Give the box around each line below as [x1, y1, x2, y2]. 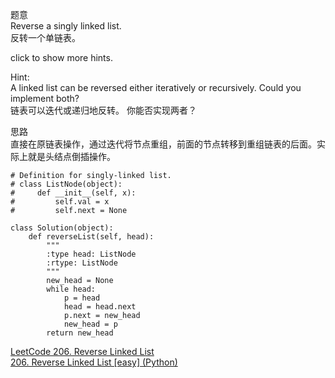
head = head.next [63, 302, 137, 312]
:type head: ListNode [46, 249, 137, 259]
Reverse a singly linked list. [10, 20, 122, 32]
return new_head [46, 328, 114, 338]
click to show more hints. [10, 52, 113, 63]
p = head [63, 293, 101, 303]
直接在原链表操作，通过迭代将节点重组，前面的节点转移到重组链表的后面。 [10, 138, 317, 150]
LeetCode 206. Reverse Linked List [10, 346, 155, 357]
